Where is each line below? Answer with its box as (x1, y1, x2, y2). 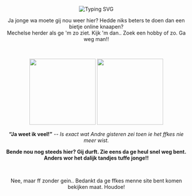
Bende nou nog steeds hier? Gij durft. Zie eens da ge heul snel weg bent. (6, 148, 187, 155)
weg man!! (83, 36, 109, 42)
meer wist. (83, 137, 109, 144)
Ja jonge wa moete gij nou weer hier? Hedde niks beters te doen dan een (8, 17, 185, 23)
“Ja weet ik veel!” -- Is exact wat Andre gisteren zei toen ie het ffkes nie (9, 131, 184, 137)
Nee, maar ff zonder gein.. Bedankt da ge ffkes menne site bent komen (10, 177, 183, 184)
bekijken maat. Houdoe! (68, 184, 125, 190)
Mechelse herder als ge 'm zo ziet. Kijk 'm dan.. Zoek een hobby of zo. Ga (6, 29, 186, 36)
